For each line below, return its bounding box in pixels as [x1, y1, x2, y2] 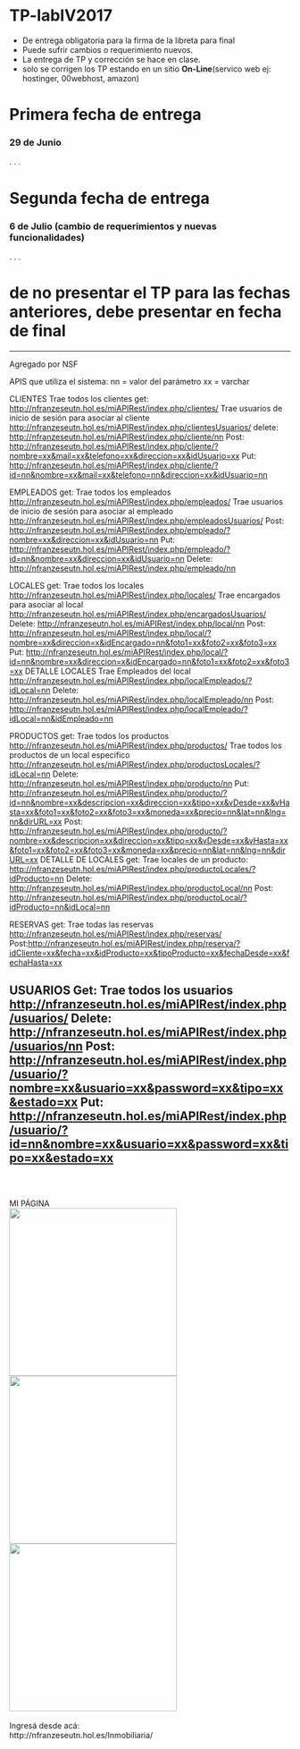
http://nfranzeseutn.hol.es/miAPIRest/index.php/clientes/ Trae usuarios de [9, 403, 283, 413]
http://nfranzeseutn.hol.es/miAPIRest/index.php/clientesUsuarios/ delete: [9, 421, 279, 432]
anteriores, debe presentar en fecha [9, 301, 282, 322]
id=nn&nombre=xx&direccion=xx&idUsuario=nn [9, 553, 185, 564]
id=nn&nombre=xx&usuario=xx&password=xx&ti [9, 1137, 288, 1152]
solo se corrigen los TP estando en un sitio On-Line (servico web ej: [21, 64, 271, 74]
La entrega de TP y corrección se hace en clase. [21, 54, 201, 64]
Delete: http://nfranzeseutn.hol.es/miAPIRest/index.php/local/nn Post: [9, 618, 266, 629]
